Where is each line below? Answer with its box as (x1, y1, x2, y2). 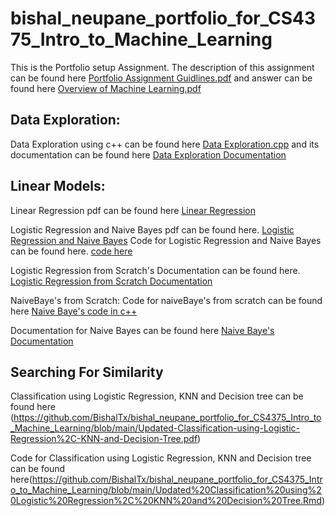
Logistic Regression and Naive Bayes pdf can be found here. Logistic (10, 223, 295, 236)
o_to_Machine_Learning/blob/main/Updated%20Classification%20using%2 (10, 484, 322, 496)
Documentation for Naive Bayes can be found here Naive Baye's (10, 324, 275, 336)
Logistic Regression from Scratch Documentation (10, 275, 213, 287)
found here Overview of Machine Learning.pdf (10, 82, 202, 94)
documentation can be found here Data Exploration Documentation (10, 148, 287, 161)
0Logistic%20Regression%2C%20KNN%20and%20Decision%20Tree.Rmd (10, 495, 322, 507)
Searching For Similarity (10, 363, 164, 381)
